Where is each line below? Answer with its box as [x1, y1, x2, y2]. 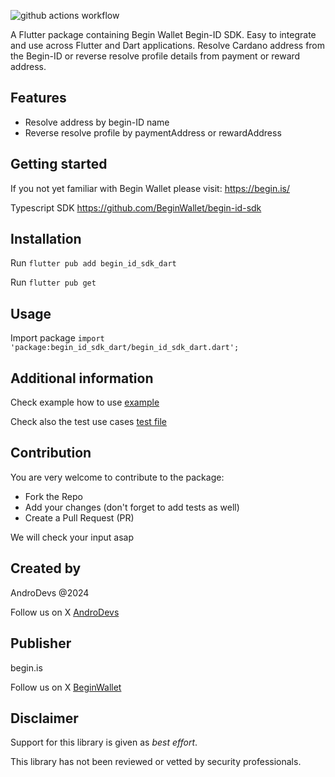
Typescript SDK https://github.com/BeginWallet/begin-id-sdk [10, 201, 262, 214]
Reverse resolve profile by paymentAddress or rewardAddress [24, 126, 282, 139]
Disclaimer [10, 710, 79, 727]
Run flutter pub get [10, 276, 97, 289]
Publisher [10, 635, 72, 652]
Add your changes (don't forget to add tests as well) [24, 501, 240, 513]
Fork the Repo [24, 490, 83, 502]
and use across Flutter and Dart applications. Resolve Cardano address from [10, 40, 326, 51]
